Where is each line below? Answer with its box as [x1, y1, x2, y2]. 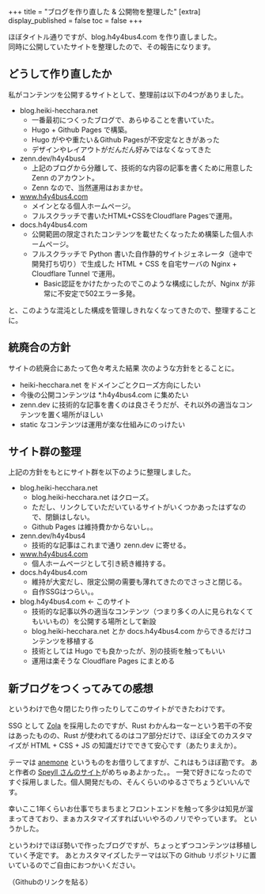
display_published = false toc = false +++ [8, 16, 143, 25]
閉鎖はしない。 [45, 513, 95, 522]
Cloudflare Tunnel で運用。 [31, 268, 120, 278]
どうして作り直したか [8, 67, 112, 81]
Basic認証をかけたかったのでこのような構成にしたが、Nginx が [43, 278, 249, 288]
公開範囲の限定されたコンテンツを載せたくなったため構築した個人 [31, 229, 247, 239]
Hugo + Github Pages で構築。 [31, 125, 132, 134]
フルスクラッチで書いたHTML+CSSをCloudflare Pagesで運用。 [31, 210, 237, 220]
